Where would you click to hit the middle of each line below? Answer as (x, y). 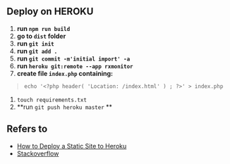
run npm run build (43, 28)
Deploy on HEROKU (50, 12)
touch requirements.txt (52, 100)
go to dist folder (41, 36)
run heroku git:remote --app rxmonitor (75, 65)
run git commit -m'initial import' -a (73, 58)
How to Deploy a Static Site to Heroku (72, 146)
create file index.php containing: (65, 73)
